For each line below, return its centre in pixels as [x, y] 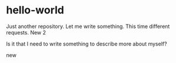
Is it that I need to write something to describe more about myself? [87, 44]
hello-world [35, 10]
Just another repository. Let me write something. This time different [88, 26]
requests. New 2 [26, 32]
